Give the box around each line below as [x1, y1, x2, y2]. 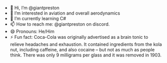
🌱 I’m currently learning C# [10, 16, 66, 21]
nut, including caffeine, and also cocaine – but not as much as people [10, 47, 155, 52]
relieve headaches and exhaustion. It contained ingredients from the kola [10, 41, 162, 47]
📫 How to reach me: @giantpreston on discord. [10, 21, 110, 27]
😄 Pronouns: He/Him [10, 28, 55, 34]
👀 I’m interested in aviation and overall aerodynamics [10, 10, 120, 16]
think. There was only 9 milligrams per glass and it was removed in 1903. [10, 52, 162, 58]
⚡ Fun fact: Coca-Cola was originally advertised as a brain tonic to [10, 34, 148, 40]
